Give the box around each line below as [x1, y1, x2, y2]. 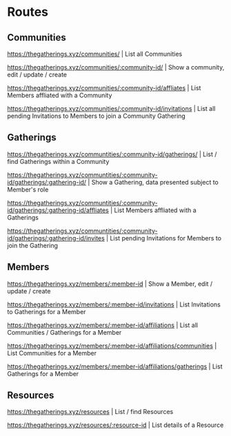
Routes [7, 4, 48, 20]
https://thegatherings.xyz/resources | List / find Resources [7, 408, 174, 416]
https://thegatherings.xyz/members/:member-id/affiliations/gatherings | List [7, 362, 223, 371]
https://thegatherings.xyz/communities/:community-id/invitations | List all [7, 105, 216, 112]
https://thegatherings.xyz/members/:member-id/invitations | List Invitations [7, 300, 221, 309]
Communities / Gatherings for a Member [7, 328, 122, 336]
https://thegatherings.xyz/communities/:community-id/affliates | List [7, 84, 201, 92]
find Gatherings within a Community [7, 157, 110, 165]
